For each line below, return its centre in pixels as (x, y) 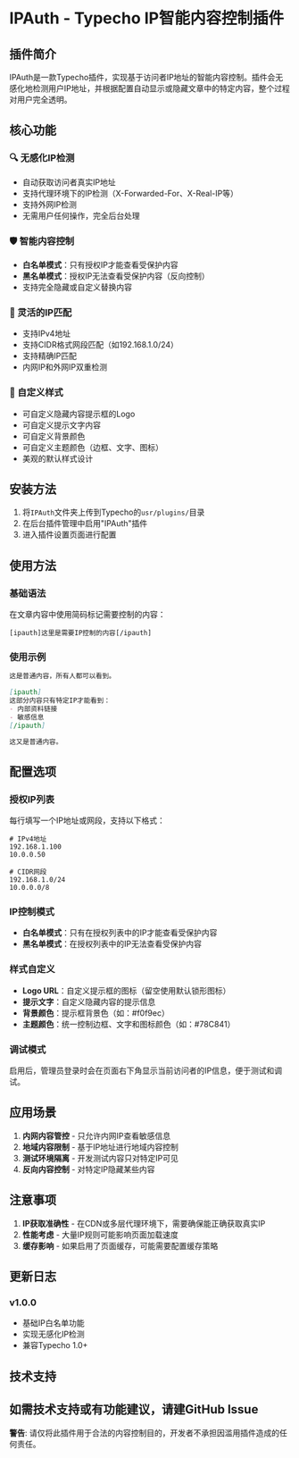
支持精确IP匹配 (50, 356)
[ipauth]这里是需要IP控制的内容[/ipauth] (80, 633)
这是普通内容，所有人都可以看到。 (62, 676)
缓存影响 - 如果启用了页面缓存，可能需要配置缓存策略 (120, 1245)
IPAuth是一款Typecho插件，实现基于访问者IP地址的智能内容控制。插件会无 (146, 77)
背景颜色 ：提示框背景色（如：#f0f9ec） (96, 1013)
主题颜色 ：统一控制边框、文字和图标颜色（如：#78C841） (129, 1024)
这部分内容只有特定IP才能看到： (60, 701)
